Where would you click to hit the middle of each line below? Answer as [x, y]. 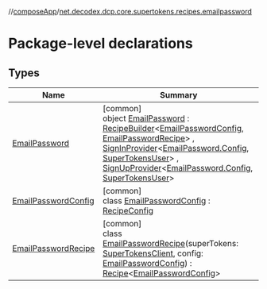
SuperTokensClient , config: [153, 253]
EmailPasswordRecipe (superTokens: [170, 243]
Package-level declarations [101, 44]
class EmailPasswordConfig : [156, 200]
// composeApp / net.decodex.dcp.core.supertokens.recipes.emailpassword [130, 12]
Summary [179, 95]
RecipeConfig [128, 211]
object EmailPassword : [146, 118]
